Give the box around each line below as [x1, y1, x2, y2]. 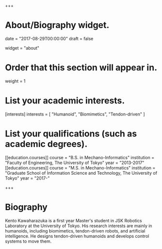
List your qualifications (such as [5, 128, 137, 139]
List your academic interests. [5, 95, 125, 106]
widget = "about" [5, 45, 40, 51]
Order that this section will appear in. [5, 62, 158, 73]
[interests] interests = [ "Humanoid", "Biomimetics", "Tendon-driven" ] [5, 111, 145, 117]
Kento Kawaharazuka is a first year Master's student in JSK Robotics [5, 217, 142, 223]
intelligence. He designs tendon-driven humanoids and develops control [5, 233, 149, 239]
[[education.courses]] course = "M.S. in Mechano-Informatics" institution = [5, 165, 156, 170]
